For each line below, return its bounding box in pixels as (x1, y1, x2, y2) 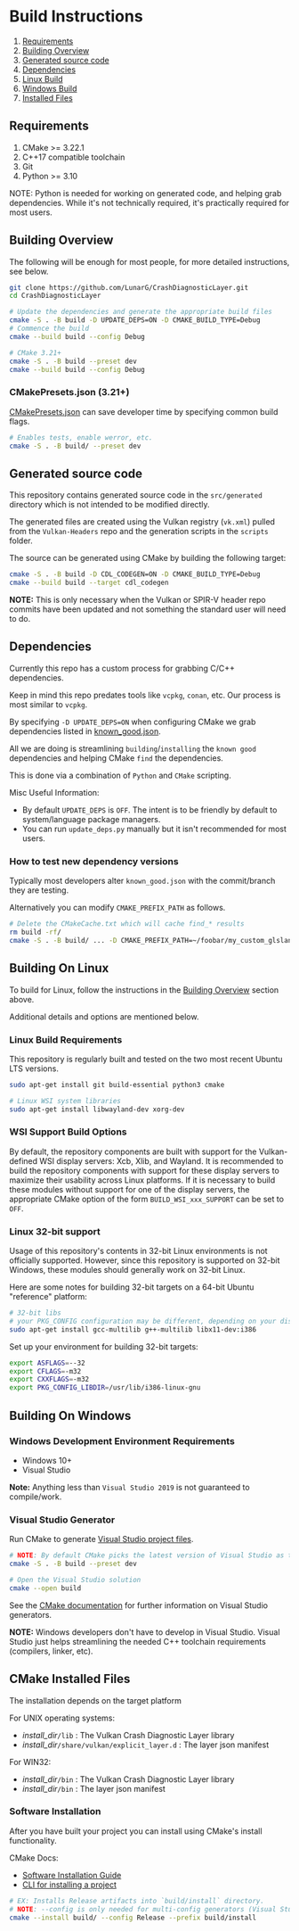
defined (9, 1155, 38, 1166)
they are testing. (9, 885, 69, 895)
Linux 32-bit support (9, 1225, 101, 1237)
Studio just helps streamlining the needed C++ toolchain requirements (9, 1636, 267, 1646)
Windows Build (21, 83, 77, 94)
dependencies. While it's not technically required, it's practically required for (9, 197, 290, 208)
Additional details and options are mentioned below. (9, 1011, 199, 1022)
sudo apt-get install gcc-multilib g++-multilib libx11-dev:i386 (9, 1324, 256, 1334)
